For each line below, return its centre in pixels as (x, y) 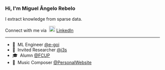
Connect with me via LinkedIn (39, 31)
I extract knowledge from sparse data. (44, 19)
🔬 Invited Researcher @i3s (40, 50)
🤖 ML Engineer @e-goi (36, 45)
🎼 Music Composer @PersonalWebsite (52, 63)
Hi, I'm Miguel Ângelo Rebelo (40, 8)
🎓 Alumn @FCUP (31, 55)
